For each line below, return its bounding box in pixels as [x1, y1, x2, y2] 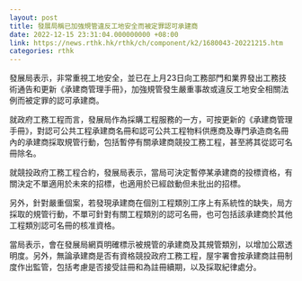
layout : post [9, 13, 58, 23]
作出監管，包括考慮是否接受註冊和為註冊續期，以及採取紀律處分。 [16, 262, 262, 273]
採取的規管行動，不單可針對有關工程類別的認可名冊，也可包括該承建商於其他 [9, 209, 293, 220]
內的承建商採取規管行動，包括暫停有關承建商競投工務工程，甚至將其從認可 [9, 137, 285, 148]
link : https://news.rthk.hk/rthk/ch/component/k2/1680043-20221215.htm [9, 38, 283, 48]
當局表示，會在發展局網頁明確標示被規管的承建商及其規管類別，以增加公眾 [9, 240, 285, 250]
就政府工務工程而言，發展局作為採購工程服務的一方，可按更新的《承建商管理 [9, 114, 293, 125]
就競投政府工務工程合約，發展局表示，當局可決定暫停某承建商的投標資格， [9, 168, 285, 178]
